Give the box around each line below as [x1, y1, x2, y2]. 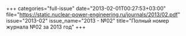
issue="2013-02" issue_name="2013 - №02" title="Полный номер [6, 17, 169, 24]
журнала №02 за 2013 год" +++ [6, 23, 86, 30]
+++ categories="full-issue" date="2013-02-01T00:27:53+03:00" [6, 5, 167, 12]
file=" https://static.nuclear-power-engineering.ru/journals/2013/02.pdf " [6, 11, 181, 18]
